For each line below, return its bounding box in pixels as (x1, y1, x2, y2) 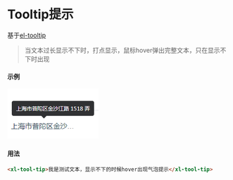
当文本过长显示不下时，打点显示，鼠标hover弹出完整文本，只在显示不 (24, 46, 227, 54)
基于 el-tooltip (7, 31, 46, 39)
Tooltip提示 (7, 6, 74, 22)
